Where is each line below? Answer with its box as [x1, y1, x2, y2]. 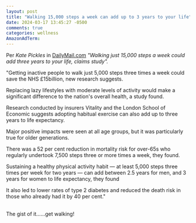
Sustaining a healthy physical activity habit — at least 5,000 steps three [6, 163, 178, 170]
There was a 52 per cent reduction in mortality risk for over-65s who [6, 145, 171, 152]
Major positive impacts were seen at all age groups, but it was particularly [6, 128, 184, 135]
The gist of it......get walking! [6, 211, 75, 217]
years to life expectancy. [6, 117, 65, 123]
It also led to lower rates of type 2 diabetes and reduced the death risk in [6, 187, 181, 193]
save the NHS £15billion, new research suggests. [6, 75, 124, 82]
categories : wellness [6, 30, 59, 36]
